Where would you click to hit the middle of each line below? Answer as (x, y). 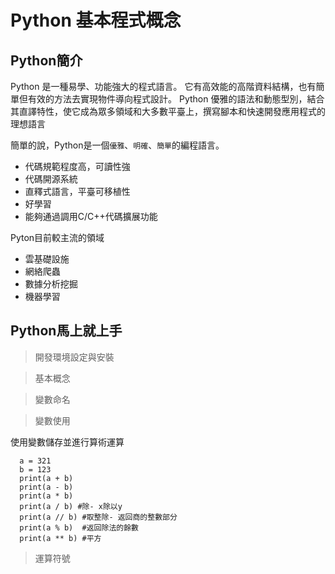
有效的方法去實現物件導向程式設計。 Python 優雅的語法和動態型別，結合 (176, 99)
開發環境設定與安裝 (74, 357)
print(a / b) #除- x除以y (71, 506)
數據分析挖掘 (51, 284)
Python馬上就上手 (66, 331)
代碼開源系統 (51, 179)
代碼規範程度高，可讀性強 (77, 166)
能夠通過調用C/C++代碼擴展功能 (91, 216)
